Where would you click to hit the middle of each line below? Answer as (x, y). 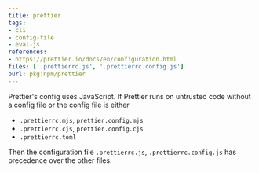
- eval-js (24, 45)
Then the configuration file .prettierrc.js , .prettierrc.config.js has (122, 152)
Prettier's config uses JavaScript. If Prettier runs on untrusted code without (129, 96)
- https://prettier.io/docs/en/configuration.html (93, 60)
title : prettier (35, 15)
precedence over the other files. (60, 160)
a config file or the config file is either (69, 105)
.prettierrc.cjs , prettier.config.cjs (81, 128)
